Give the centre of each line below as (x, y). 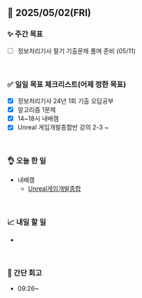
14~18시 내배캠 (38, 118)
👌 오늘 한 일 (27, 161)
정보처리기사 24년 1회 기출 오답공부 (65, 101)
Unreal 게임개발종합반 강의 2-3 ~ (63, 128)
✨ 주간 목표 (25, 34)
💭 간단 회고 (24, 273)
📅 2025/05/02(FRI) (49, 13)
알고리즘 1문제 (36, 110)
